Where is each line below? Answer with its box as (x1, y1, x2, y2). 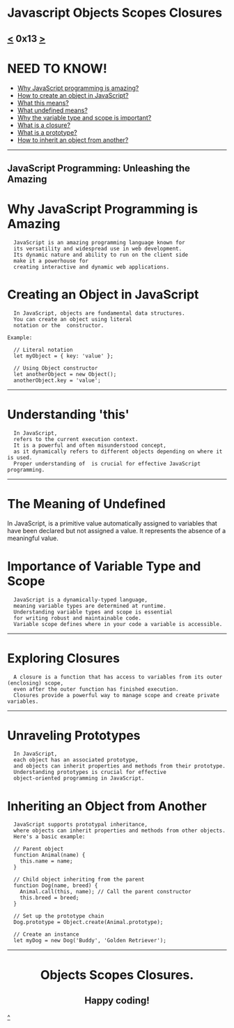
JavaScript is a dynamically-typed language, (13, 596, 148, 603)
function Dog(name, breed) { (13, 882, 98, 889)
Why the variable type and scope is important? (17, 113, 152, 121)
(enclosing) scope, (7, 679, 64, 687)
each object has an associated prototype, (13, 757, 139, 763)
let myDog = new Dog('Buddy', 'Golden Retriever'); (13, 937, 167, 944)
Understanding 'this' (7, 406, 130, 422)
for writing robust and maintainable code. (13, 614, 141, 622)
